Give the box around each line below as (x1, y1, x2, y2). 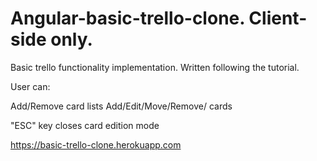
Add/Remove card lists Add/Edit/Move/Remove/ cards (10, 100, 233, 112)
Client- (248, 7, 308, 30)
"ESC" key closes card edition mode (10, 119, 160, 131)
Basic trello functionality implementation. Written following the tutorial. (10, 61, 300, 73)
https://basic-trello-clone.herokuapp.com (10, 138, 182, 151)
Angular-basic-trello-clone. (10, 7, 245, 30)
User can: (10, 80, 51, 92)
